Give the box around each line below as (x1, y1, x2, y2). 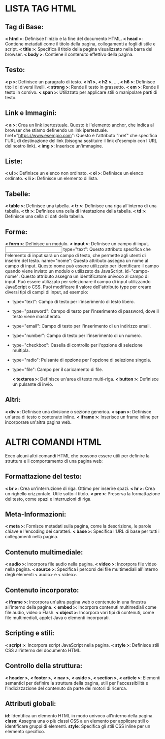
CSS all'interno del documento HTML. (5, 647, 82, 653)
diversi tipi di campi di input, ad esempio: (5, 289, 89, 295)
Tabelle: (5, 189, 31, 198)
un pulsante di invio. (12, 381, 53, 387)
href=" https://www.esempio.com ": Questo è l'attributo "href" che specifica (5, 132, 158, 138)
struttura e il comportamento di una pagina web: (5, 458, 103, 464)
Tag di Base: (5, 23, 44, 31)
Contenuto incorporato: (5, 586, 79, 594)
